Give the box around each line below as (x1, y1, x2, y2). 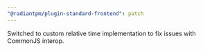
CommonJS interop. (7, 36, 64, 45)
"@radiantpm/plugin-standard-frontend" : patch (7, 10, 144, 17)
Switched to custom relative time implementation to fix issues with (7, 29, 196, 37)
